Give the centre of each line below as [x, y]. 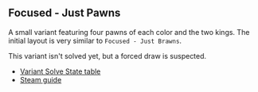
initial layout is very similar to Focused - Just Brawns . [95, 40]
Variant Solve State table [60, 71]
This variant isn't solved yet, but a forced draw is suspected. [107, 56]
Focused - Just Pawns [64, 13]
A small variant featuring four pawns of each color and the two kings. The [129, 32]
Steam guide [41, 79]
